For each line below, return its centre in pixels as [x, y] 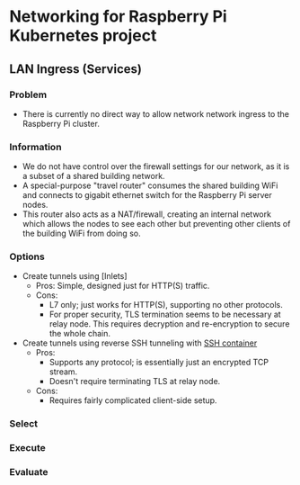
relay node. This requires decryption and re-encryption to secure [169, 324]
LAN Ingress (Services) [75, 69]
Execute [28, 448]
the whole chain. [79, 334]
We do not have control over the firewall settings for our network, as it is [156, 166]
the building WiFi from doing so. [81, 234]
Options [27, 256]
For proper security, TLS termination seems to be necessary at [165, 314]
